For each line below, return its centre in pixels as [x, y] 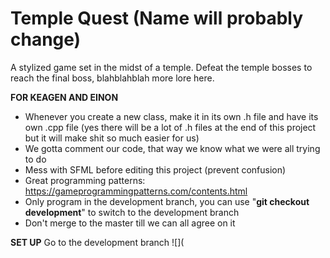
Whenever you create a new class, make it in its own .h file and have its [171, 116]
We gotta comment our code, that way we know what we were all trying [172, 148]
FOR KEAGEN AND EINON [64, 97]
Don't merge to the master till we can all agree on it [130, 223]
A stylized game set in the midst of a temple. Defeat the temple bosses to [161, 67]
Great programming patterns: [85, 180]
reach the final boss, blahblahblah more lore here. [112, 78]
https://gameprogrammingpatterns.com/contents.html [136, 191]
